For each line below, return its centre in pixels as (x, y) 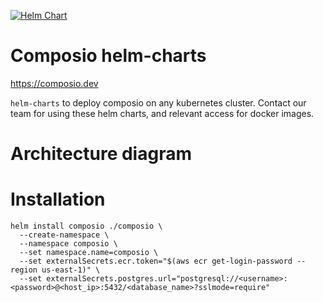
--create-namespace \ (64, 235)
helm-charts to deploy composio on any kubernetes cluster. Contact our (158, 102)
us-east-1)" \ (71, 270)
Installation (58, 199)
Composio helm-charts (108, 56)
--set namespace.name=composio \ (89, 253)
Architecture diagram (101, 154)
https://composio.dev (54, 83)
